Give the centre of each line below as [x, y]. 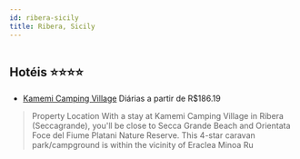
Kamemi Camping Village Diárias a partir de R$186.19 [121, 99]
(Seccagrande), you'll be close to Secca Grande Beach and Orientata [161, 126]
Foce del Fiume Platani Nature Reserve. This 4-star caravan [144, 135]
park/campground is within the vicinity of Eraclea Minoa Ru [142, 145]
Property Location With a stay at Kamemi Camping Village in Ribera [158, 116]
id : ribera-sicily [44, 18]
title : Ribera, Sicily [52, 26]
